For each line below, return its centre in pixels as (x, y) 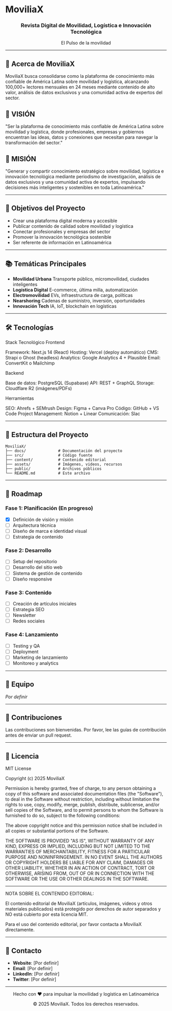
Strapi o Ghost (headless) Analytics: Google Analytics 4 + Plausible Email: (83, 358)
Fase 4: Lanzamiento (32, 635)
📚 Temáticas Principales (46, 264)
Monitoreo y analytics (36, 663)
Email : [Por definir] (33, 968)
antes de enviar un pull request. (39, 735)
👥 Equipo (20, 684)
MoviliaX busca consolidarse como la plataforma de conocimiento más (80, 76)
